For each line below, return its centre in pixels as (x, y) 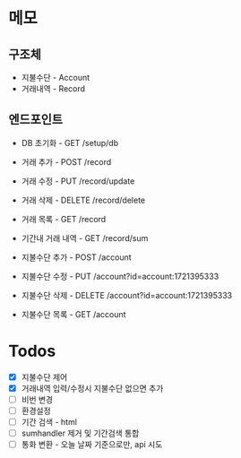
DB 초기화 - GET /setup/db (70, 143)
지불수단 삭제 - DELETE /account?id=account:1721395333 (127, 295)
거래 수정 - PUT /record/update (78, 181)
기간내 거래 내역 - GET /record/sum (85, 238)
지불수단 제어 (44, 376)
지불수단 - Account (56, 78)
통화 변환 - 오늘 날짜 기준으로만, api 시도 (92, 445)
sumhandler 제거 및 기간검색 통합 (80, 433)
